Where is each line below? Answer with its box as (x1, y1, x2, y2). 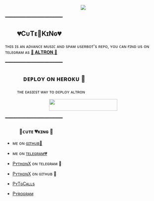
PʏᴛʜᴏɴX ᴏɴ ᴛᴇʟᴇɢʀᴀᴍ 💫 (12, 161, 62, 167)
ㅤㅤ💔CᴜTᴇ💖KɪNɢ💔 (5, 30, 62, 38)
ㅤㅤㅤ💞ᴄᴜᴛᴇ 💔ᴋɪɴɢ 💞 (5, 128, 53, 135)
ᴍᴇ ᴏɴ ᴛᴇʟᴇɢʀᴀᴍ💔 (12, 151, 48, 156)
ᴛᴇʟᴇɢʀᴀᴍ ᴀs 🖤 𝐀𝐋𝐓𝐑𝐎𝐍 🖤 (5, 49, 58, 55)
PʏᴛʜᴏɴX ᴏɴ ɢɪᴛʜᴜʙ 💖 (12, 171, 57, 177)
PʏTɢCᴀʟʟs (12, 181, 35, 187)
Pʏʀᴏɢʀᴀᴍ (12, 191, 34, 197)
